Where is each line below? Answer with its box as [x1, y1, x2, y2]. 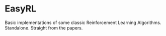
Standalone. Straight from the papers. [5, 24, 83, 30]
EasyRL [5, 3, 37, 14]
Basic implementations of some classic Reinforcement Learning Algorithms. [5, 19, 161, 25]
